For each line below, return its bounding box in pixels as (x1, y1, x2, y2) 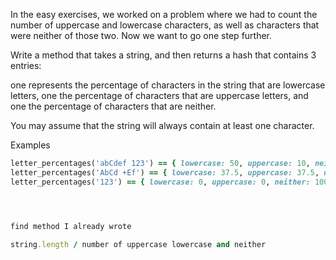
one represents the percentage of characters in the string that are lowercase (10, 79, 326, 91)
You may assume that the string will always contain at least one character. (10, 120, 315, 131)
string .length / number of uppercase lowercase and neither (10, 239, 267, 249)
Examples (10, 139, 51, 151)
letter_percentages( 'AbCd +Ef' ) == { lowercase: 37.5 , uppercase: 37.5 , (10, 167, 320, 178)
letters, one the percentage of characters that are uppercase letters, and (10, 90, 309, 101)
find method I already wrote (10, 221, 132, 231)
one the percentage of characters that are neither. (10, 100, 217, 112)
